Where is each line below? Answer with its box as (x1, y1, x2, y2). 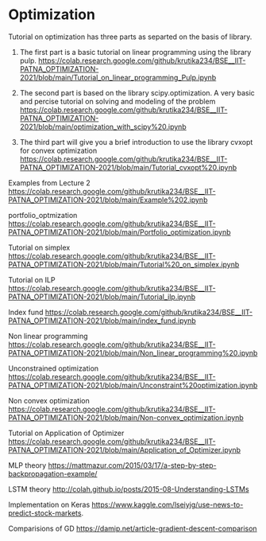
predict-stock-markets (8, 508, 82, 518)
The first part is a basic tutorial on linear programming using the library (19, 47, 252, 56)
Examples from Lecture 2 (8, 177, 91, 188)
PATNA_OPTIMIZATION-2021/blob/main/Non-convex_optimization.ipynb (8, 412, 244, 422)
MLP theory (8, 460, 47, 470)
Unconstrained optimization (8, 364, 99, 373)
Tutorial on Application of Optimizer (8, 428, 125, 438)
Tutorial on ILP (8, 274, 56, 284)
